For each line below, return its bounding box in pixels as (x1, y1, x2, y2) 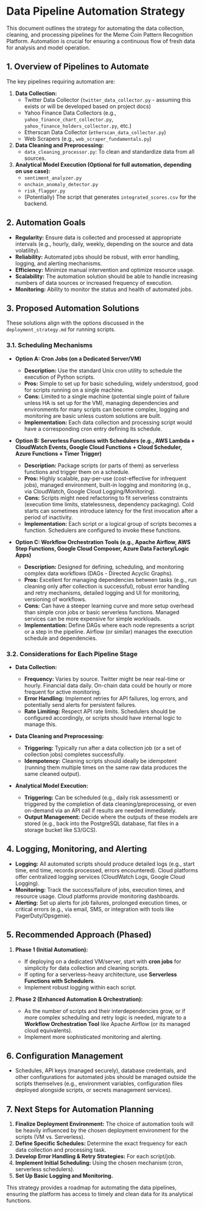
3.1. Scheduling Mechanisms (6, 341, 93, 350)
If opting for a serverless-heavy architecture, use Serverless (24, 970, 177, 978)
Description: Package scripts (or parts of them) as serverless (24, 462, 179, 469)
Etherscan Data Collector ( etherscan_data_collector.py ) (24, 128, 166, 135)
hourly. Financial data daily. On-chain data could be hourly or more (24, 681, 192, 689)
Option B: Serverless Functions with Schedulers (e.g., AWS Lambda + (15, 437, 195, 444)
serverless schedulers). (15, 1166, 75, 1173)
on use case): (15, 167, 51, 174)
